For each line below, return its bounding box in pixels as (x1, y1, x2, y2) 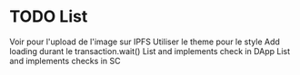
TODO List (9, 6, 88, 27)
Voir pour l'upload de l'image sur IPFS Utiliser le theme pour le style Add (9, 36, 280, 47)
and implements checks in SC (9, 55, 121, 66)
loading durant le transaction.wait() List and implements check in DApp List (9, 45, 291, 56)
